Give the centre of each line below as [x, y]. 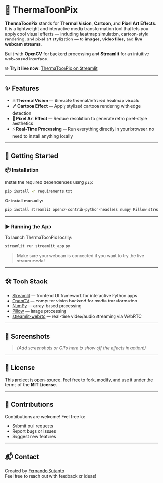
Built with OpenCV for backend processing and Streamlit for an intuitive [77, 54]
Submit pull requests [33, 426]
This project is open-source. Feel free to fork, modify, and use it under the [79, 380]
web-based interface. [27, 59]
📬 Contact [22, 457]
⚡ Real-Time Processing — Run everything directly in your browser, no [83, 129]
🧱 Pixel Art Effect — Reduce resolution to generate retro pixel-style [79, 118]
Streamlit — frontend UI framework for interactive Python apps [74, 296]
